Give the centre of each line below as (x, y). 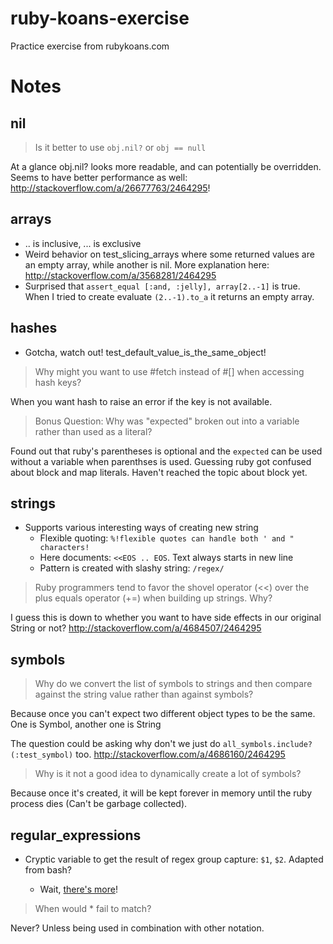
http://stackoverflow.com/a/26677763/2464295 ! (110, 188)
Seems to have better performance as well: (99, 177)
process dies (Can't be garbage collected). (99, 804)
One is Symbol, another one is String (86, 724)
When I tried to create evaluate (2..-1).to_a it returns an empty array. (169, 296)
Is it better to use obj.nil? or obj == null (120, 147)
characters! (64, 548)
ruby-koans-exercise (100, 18)
